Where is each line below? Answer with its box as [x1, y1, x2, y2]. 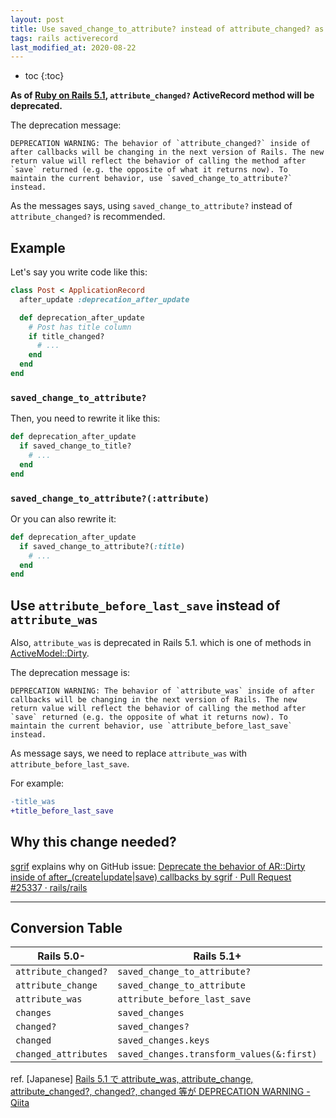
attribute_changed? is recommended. [10, 211, 166, 223]
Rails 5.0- [37, 949, 87, 963]
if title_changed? [28, 331, 105, 341]
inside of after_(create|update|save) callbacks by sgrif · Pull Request [10, 871, 292, 883]
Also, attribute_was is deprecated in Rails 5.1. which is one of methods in [10, 637, 312, 649]
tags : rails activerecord [10, 33, 118, 43]
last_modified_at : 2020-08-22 [10, 42, 137, 53]
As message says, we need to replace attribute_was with [10, 747, 248, 760]
